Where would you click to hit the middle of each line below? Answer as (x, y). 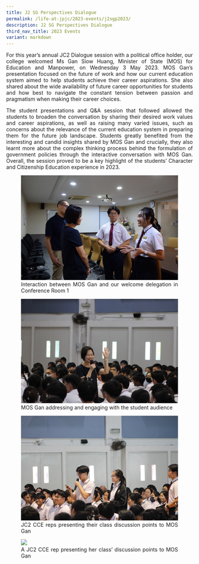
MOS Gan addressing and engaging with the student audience (97, 408)
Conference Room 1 (45, 291)
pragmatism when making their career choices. (64, 99)
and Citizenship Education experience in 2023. (63, 167)
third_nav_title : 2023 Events (44, 31)
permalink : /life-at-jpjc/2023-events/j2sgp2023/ (69, 19)
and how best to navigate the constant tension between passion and (99, 93)
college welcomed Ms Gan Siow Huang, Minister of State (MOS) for (99, 62)
